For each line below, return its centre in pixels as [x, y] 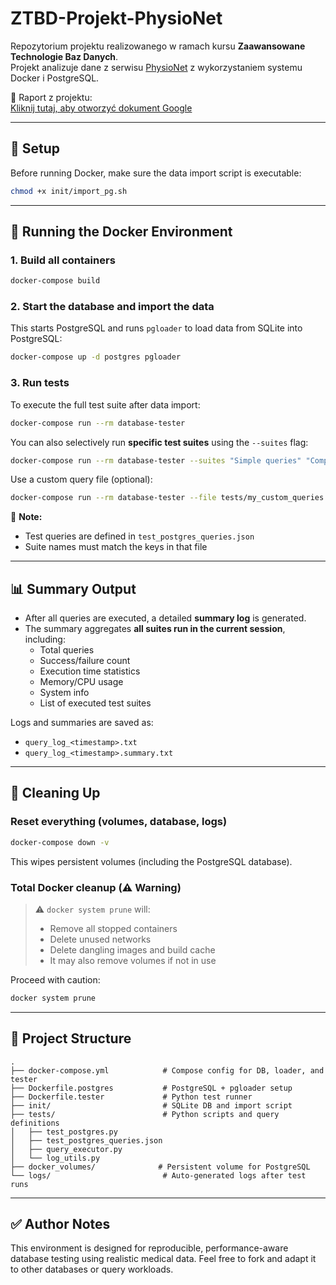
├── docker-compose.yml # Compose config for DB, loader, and [167, 1070]
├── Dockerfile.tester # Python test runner [131, 1097]
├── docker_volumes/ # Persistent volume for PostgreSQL [160, 1167]
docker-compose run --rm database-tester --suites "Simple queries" [156, 460]
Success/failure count [85, 661]
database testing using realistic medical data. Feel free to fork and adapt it [163, 1259]
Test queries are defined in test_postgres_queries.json [139, 536]
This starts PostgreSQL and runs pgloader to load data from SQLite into [156, 328]
